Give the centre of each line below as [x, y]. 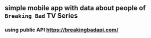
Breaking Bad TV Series [41, 16]
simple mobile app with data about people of [75, 8]
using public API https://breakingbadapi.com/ [61, 30]
